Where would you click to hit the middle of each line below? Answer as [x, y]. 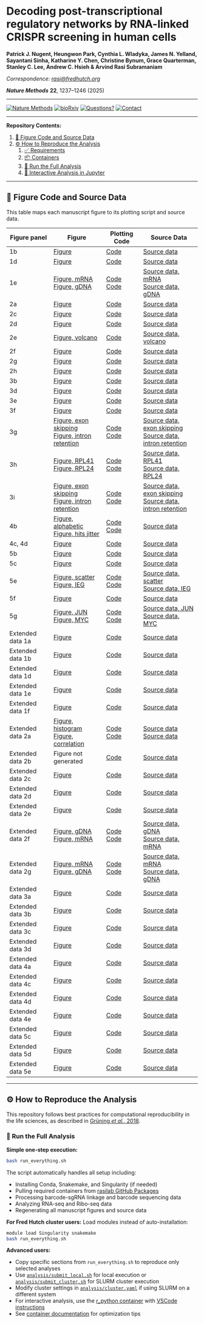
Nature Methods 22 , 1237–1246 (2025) [56, 90]
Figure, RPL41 [74, 461]
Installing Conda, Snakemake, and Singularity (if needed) [86, 1184]
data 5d [20, 1054]
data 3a [20, 896]
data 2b [20, 761]
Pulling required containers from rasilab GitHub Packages [87, 1190]
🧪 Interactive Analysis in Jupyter [64, 172]
